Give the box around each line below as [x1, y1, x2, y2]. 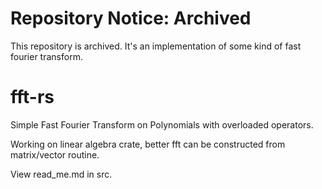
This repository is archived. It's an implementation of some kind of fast [10, 40, 302, 52]
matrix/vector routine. [10, 148, 100, 161]
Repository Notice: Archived [10, 7, 252, 30]
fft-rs [10, 86, 55, 109]
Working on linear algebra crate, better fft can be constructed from [10, 138, 286, 150]
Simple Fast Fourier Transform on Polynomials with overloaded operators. [10, 118, 314, 131]
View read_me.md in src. [10, 168, 113, 180]
